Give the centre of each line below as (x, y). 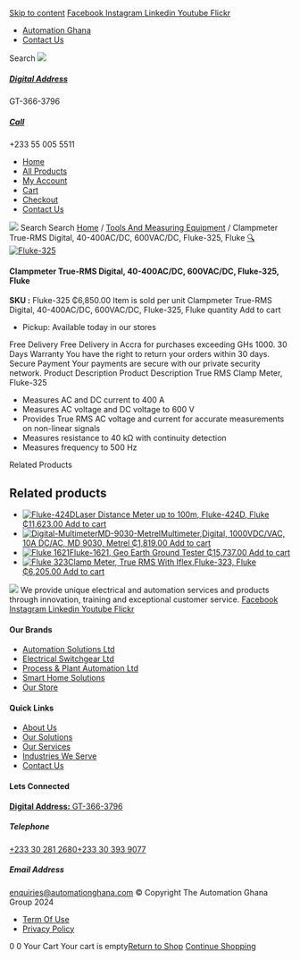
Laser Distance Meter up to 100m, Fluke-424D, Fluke (172, 514)
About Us (40, 727)
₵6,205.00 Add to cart (63, 571)
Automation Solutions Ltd (68, 650)
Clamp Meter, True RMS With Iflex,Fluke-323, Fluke (162, 562)
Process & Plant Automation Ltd (80, 668)
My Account (45, 180)
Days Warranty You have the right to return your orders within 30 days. (140, 354)
